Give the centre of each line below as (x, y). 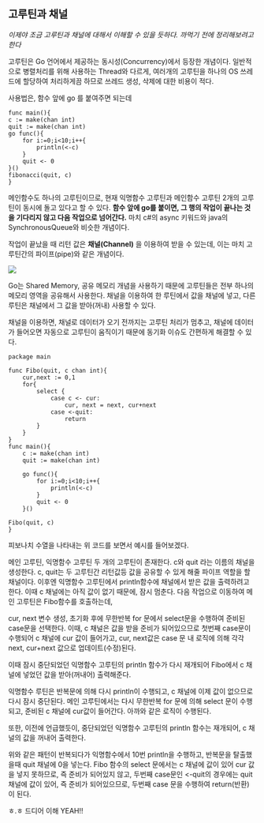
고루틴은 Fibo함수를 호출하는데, (64, 601)
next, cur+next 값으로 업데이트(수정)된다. (72, 648)
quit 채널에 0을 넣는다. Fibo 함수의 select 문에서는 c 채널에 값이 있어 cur (134, 764)
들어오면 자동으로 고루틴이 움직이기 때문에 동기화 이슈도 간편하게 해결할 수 (130, 332)
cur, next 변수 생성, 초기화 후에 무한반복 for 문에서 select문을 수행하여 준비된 (127, 618)
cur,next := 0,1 (49, 378)
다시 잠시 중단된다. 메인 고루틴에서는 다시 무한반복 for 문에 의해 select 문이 (123, 701)
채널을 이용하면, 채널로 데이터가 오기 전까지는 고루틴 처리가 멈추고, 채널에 (121, 321)
